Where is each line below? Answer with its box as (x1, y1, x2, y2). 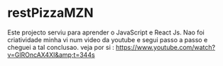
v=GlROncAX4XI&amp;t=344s (7, 51, 95, 59)
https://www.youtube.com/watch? (116, 43, 215, 51)
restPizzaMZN (7, 5, 94, 21)
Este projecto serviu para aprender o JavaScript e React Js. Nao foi (7, 28, 205, 37)
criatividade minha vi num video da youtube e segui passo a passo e (7, 35, 208, 44)
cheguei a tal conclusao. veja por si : (7, 43, 115, 51)
